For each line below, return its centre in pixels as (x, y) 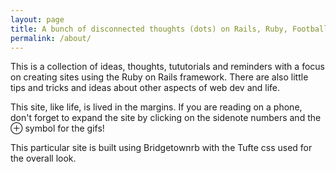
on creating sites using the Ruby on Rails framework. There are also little (159, 77)
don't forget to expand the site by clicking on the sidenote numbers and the (166, 118)
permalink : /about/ (51, 38)
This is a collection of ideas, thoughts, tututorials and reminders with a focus (167, 67)
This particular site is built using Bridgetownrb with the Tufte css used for (161, 148)
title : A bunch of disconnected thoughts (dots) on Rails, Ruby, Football (169, 29)
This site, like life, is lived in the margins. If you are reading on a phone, (156, 107)
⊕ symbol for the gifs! (57, 128)
